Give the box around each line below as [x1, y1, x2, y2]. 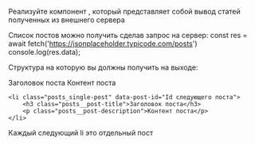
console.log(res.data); [8, 48, 81, 56]
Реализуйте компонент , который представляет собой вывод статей [8, 7, 241, 16]
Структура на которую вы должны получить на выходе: [8, 63, 198, 72]
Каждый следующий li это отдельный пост [8, 128, 154, 137]
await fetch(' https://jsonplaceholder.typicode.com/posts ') [8, 39, 198, 48]
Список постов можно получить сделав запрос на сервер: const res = [8, 31, 248, 40]
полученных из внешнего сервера [8, 15, 125, 25]
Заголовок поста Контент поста [8, 78, 116, 87]
